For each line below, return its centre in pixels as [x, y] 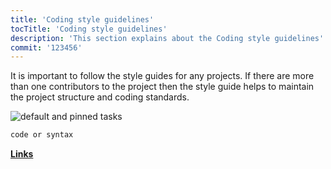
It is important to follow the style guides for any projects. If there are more [162, 76]
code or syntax [42, 135]
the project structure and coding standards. [100, 97]
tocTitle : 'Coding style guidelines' [89, 29]
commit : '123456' [46, 47]
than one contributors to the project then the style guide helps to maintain [162, 87]
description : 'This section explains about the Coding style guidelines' [167, 38]
